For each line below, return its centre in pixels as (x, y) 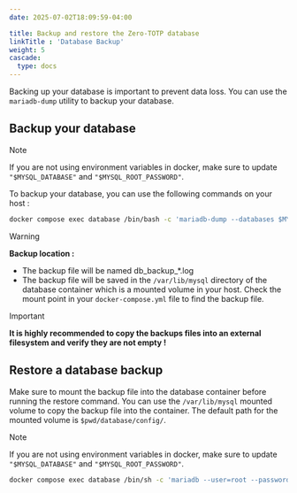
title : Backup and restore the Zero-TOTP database (104, 33)
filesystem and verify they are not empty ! (88, 343)
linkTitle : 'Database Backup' (67, 42)
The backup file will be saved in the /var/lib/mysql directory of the (145, 280)
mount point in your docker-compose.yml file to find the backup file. (143, 298)
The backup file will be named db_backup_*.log (108, 270)
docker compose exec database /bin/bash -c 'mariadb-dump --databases (142, 219)
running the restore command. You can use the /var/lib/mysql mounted (141, 401)
